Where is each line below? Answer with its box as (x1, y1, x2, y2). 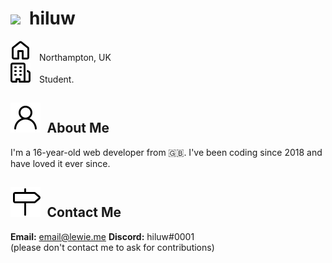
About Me (46, 120, 110, 137)
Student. (39, 73, 75, 85)
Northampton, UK (39, 51, 112, 63)
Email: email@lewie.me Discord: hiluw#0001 (10, 230, 195, 242)
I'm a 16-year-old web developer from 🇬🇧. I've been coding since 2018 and (10, 146, 323, 158)
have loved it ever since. (10, 157, 111, 169)
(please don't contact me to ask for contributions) (10, 241, 215, 253)
